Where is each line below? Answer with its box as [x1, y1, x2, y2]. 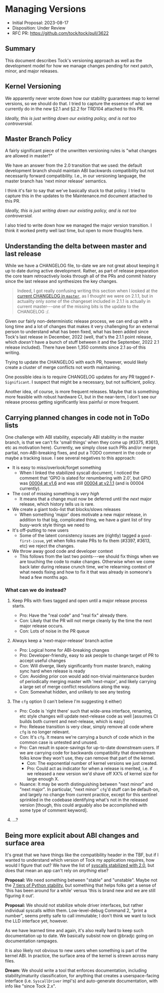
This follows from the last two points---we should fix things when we [19, 553, 159, 559]
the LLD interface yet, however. [5, 918, 69, 924]
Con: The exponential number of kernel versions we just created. [26, 760, 158, 766]
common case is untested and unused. [19, 739, 98, 746]
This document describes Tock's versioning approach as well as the [5, 58, 142, 63]
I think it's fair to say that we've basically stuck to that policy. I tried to [5, 188, 145, 194]
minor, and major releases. [5, 68, 59, 74]
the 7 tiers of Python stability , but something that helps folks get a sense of [5, 882, 157, 888]
